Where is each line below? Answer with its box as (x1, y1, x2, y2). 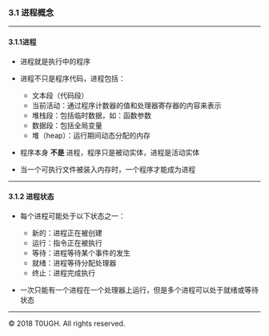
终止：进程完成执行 (31, 268, 96, 278)
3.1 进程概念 (8, 6, 54, 18)
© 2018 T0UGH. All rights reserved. (8, 318, 126, 328)
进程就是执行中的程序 (19, 56, 90, 66)
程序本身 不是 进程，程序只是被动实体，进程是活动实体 (19, 147, 200, 157)
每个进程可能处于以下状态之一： (19, 210, 126, 221)
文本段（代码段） (31, 90, 89, 100)
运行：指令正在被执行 (31, 238, 102, 247)
